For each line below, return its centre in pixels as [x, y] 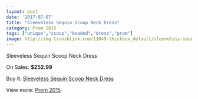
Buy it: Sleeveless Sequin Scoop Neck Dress [60, 78]
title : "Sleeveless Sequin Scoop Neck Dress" [63, 22]
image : [14, 39]
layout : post [22, 11]
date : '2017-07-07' [30, 17]
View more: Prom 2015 [34, 90]
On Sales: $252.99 [29, 67]
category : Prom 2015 [32, 28]
